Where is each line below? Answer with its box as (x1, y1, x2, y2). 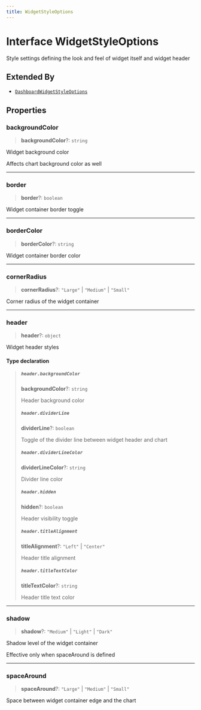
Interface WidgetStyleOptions (6, 34, 159, 48)
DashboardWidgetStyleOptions (14, 89, 88, 95)
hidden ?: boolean (20, 503, 64, 510)
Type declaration (6, 357, 50, 364)
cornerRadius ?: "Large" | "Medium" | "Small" (20, 286, 130, 293)
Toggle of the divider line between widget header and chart (20, 436, 167, 443)
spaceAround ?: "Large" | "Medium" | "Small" (20, 685, 130, 693)
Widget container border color (6, 251, 81, 259)
